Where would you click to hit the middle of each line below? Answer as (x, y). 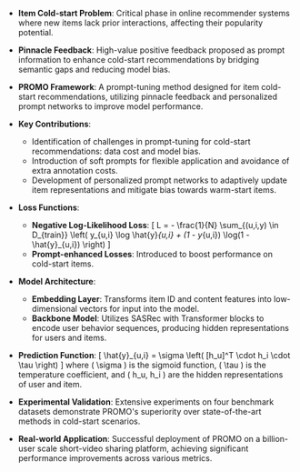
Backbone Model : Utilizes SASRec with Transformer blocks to (148, 318)
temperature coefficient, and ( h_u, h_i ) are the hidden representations (150, 375)
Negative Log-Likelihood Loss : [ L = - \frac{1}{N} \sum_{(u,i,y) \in (155, 225)
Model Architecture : (57, 281)
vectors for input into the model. (139, 309)
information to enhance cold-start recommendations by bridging (139, 60)
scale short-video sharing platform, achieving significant (143, 448)
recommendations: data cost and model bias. (116, 151)
